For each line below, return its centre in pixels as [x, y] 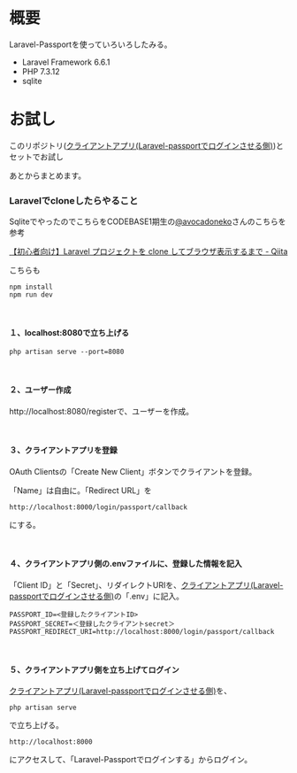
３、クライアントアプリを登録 [63, 450]
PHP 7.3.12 [41, 71]
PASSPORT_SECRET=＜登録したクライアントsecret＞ [92, 624]
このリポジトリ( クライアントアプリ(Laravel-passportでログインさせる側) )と [147, 145]
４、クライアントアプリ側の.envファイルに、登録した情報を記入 [126, 564]
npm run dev [31, 295]
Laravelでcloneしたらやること [74, 200]
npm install [31, 287]
